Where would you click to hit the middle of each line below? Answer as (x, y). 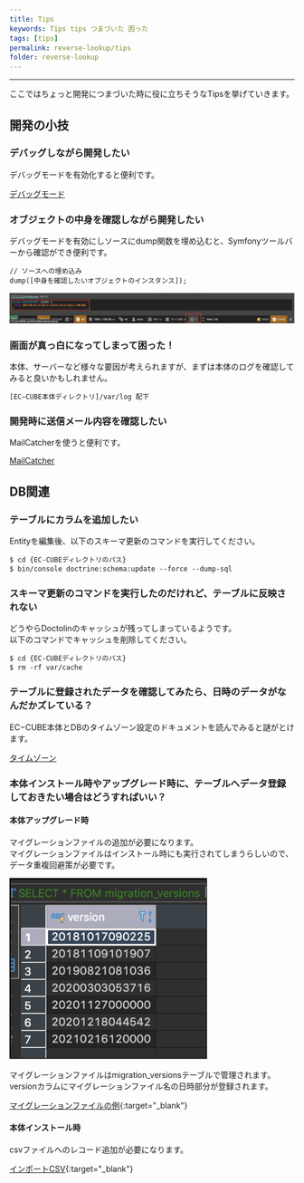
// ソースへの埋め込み (46, 272)
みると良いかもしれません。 (61, 378)
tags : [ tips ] (34, 38)
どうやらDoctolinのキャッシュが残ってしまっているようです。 (123, 629)
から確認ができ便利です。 (64, 253)
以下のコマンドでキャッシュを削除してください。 (100, 640)
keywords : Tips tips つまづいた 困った (79, 29)
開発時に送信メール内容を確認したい (88, 421)
